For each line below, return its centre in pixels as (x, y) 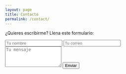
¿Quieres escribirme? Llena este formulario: (49, 33)
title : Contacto (22, 14)
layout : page (19, 10)
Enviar (71, 66)
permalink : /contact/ (27, 19)
